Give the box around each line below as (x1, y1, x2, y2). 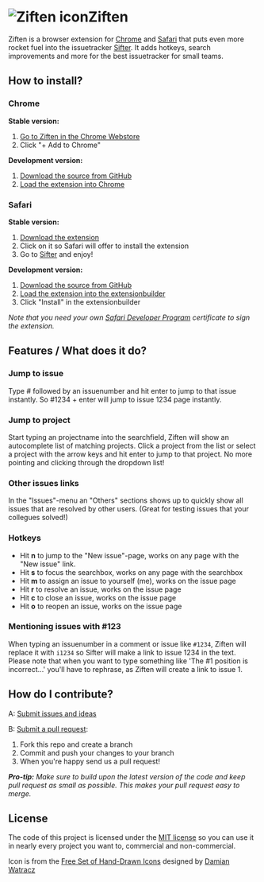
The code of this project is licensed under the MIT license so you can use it (8, 833, 254, 842)
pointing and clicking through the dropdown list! (8, 457, 165, 467)
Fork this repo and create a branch (19, 740, 133, 749)
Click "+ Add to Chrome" (19, 140, 101, 150)
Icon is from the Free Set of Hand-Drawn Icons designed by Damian (8, 857, 230, 866)
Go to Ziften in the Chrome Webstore (19, 131, 140, 141)
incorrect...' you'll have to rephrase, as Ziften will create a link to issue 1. (8, 664, 243, 674)
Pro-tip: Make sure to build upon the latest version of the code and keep (8, 771, 246, 781)
